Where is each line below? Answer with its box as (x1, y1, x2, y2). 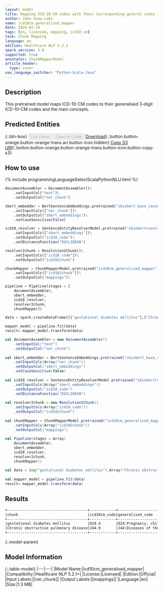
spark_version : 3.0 (5, 48, 45, 52)
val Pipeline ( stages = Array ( (5, 436, 66, 441)
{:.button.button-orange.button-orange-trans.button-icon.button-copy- (12, 144, 154, 150)
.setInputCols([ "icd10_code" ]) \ (14, 253, 79, 257)
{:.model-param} (5, 539, 39, 544)
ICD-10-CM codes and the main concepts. (5, 106, 90, 112)
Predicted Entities (5, 120, 60, 128)
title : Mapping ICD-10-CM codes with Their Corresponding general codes (5, 12, 155, 16)
